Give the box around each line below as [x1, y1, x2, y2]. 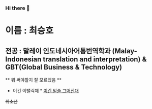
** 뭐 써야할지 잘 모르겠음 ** [5, 77, 62, 83]
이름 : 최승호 [5, 25, 54, 37]
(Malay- [112, 47, 137, 55]
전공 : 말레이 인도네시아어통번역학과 [5, 47, 111, 55]
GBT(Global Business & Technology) [5, 63, 123, 71]
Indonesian [5, 55, 42, 63]
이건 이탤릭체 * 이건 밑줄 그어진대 [12, 87, 79, 93]
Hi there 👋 [5, 5, 31, 12]
